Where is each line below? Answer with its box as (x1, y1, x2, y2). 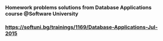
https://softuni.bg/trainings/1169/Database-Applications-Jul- (5, 23, 158, 30)
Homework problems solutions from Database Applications (5, 4, 152, 11)
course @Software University (5, 10, 79, 17)
